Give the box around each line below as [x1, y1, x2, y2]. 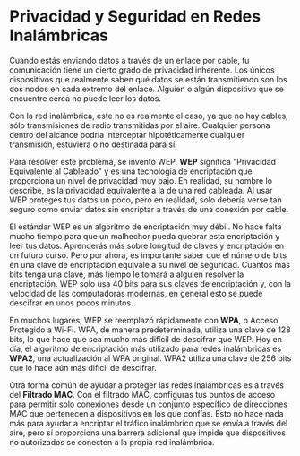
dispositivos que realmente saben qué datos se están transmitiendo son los [9, 73, 288, 84]
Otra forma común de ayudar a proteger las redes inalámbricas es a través [9, 379, 285, 391]
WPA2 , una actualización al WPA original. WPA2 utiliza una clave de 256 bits [9, 352, 292, 364]
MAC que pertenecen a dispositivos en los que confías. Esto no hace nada [9, 408, 284, 418]
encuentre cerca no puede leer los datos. [9, 92, 162, 104]
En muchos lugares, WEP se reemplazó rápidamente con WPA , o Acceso [9, 314, 279, 325]
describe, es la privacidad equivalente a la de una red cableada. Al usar [9, 185, 273, 195]
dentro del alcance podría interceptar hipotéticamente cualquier [9, 129, 245, 140]
